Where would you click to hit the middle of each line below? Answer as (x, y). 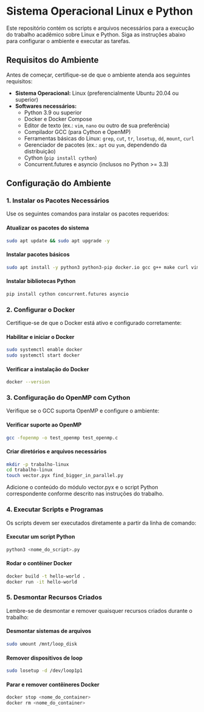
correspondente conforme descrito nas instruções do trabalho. (85, 494)
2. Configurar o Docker (41, 310)
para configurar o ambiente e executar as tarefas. (68, 41)
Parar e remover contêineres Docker (53, 684)
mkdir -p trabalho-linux (38, 464)
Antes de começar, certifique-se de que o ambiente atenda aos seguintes (98, 75)
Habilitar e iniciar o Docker (40, 337)
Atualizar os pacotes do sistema (48, 228)
